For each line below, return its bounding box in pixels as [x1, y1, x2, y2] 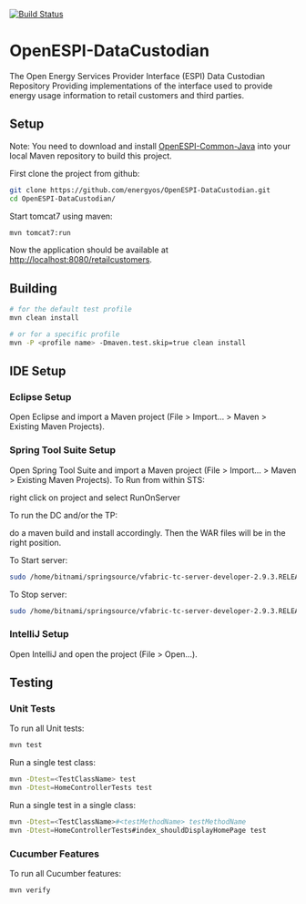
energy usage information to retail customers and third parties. [9, 89, 245, 100]
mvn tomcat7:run [9, 228, 71, 237]
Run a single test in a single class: [9, 800, 137, 811]
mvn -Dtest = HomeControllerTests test [9, 784, 153, 793]
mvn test [9, 741, 43, 750]
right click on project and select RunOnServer [9, 492, 180, 503]
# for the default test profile [9, 305, 132, 314]
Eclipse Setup [9, 391, 72, 403]
